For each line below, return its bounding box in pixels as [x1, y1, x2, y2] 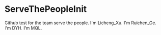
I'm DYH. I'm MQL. [4, 25, 42, 31]
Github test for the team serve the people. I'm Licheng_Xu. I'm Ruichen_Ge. [4, 20, 157, 26]
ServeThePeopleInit [4, 3, 87, 15]
